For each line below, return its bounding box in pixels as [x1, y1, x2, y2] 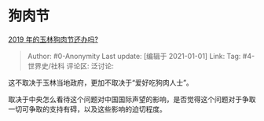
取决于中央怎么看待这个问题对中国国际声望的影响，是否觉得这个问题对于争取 [8, 94, 256, 104]
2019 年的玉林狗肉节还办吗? [8, 35, 98, 44]
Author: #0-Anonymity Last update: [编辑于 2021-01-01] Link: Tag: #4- [27, 51, 255, 60]
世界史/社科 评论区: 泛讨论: [27, 60, 114, 71]
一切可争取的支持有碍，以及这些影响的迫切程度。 [8, 104, 167, 114]
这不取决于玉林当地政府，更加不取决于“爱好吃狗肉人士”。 [8, 78, 194, 87]
